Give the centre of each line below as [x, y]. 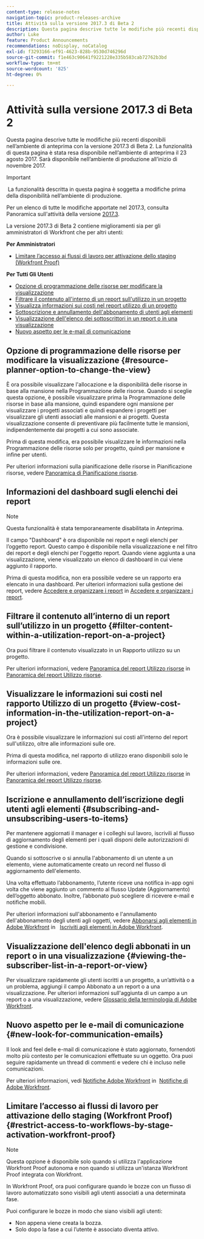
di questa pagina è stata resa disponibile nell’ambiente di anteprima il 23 [97, 153]
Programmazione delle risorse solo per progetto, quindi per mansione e [96, 448]
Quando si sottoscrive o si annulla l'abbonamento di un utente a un [90, 858]
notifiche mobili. [26, 902]
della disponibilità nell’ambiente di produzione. [64, 196]
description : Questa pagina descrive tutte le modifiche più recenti [96, 29]
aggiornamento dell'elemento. [44, 871]
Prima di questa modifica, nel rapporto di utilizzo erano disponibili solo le [97, 756]
